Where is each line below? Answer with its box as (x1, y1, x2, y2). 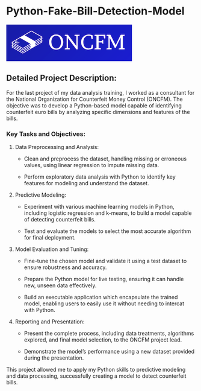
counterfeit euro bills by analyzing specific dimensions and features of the (6, 108, 191, 115)
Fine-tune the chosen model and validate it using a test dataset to (23, 258, 187, 265)
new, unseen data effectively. (23, 282, 97, 289)
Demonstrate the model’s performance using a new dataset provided (23, 348, 194, 355)
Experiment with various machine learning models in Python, (23, 203, 175, 211)
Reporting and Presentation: (14, 318, 85, 325)
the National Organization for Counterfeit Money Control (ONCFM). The (6, 95, 183, 103)
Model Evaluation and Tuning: (14, 246, 89, 253)
